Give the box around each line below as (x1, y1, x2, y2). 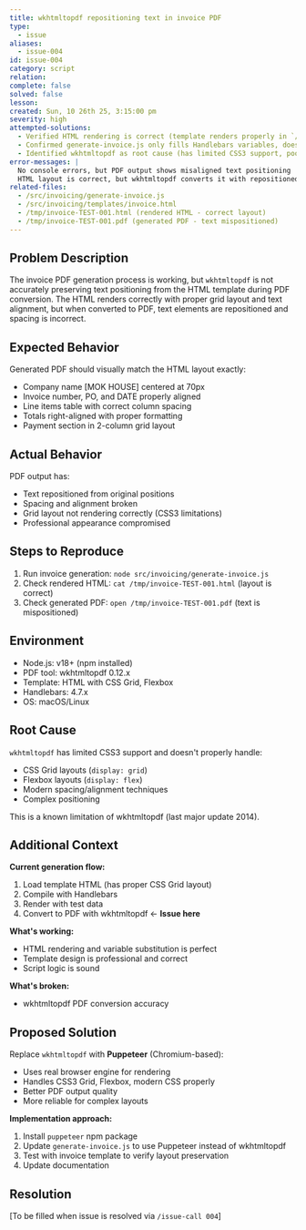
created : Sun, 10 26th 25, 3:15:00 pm (9, 107, 157, 116)
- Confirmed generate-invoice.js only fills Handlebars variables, (17, 140, 280, 149)
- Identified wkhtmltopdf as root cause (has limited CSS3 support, (17, 149, 283, 158)
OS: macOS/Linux (22, 696, 89, 707)
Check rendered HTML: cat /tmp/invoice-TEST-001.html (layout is (22, 578, 272, 589)
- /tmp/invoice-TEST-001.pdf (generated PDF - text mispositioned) (17, 216, 280, 226)
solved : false (9, 89, 64, 98)
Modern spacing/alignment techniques (22, 784, 168, 794)
